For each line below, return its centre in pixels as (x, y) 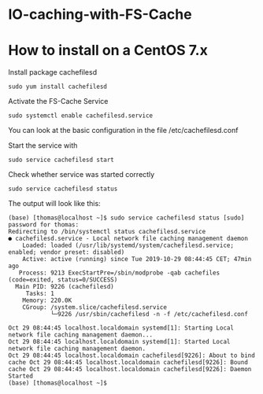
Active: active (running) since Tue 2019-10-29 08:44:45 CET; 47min (137, 260)
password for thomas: (44, 225)
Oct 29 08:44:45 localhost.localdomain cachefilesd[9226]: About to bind (132, 355)
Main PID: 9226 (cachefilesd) (65, 287)
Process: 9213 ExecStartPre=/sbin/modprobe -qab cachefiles (119, 273)
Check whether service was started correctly (81, 175)
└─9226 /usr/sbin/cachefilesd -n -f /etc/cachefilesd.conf (149, 315)
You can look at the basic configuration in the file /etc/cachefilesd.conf (123, 131)
